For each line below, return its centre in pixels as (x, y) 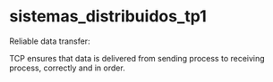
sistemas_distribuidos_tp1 (108, 16)
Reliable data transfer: (50, 41)
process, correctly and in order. (67, 68)
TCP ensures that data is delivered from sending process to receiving (137, 58)
